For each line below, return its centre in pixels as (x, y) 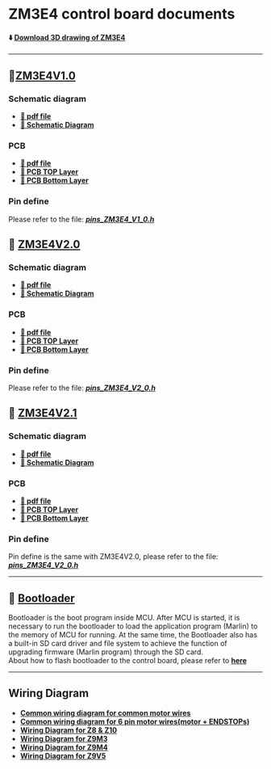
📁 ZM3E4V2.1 (43, 413)
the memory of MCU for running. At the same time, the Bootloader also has (133, 635)
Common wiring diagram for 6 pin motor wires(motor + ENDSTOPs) (135, 721)
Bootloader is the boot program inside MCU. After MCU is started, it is (124, 618)
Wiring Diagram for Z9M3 (64, 738)
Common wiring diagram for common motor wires (105, 712)
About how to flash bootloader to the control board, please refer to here (128, 661)
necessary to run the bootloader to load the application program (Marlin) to (133, 626)
